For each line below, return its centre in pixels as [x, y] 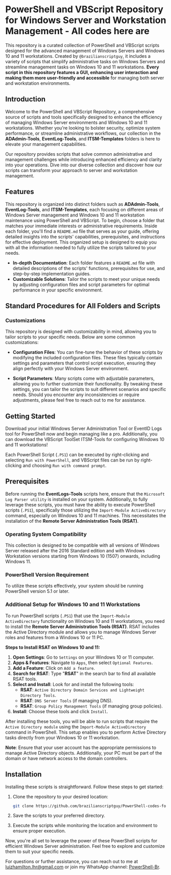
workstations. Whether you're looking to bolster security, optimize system [83, 128]
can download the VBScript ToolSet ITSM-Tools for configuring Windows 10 [85, 440]
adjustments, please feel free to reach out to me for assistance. [79, 400]
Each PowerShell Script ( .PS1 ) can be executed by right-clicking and [77, 455]
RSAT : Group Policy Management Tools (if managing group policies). [92, 706]
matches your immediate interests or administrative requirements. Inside [81, 226]
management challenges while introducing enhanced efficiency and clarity [84, 159]
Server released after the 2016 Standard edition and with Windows [75, 551]
